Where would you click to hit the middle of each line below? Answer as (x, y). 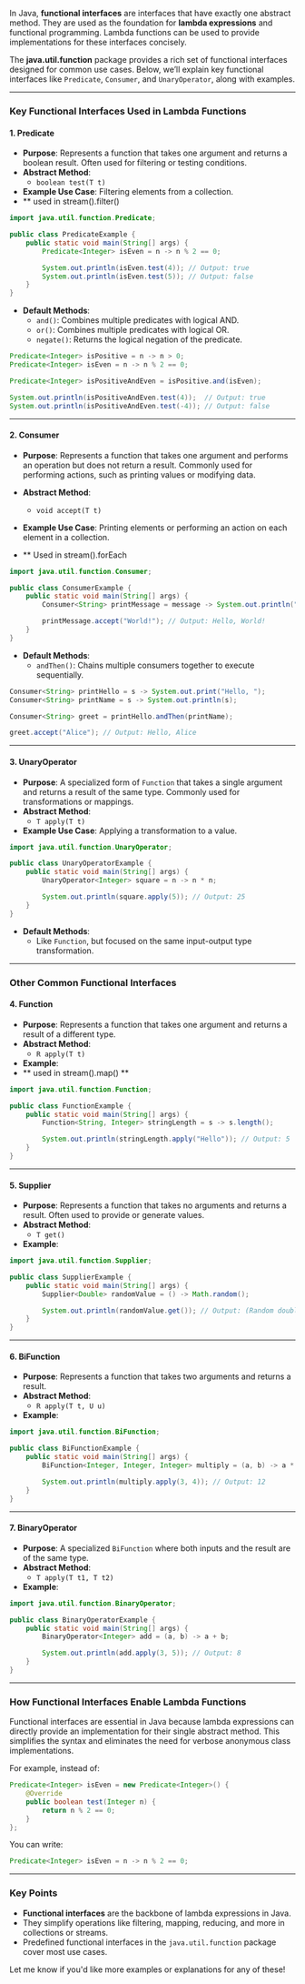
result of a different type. (69, 1034)
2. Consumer (34, 435)
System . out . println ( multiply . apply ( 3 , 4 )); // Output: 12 (154, 1482)
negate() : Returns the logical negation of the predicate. (139, 339)
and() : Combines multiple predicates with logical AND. (138, 320)
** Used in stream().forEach (74, 555)
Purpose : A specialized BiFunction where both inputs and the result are (157, 1548)
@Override (44, 1794)
